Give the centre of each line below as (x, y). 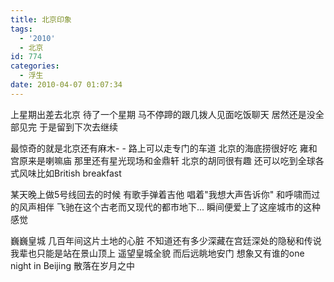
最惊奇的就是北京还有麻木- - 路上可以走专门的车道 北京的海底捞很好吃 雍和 (164, 148)
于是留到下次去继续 (78, 127)
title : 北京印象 (41, 19)
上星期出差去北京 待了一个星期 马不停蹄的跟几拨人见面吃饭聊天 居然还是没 (163, 114)
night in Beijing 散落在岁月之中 (72, 265)
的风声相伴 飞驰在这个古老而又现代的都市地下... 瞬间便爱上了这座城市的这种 (165, 207)
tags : (21, 29)
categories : (35, 66)
